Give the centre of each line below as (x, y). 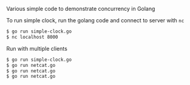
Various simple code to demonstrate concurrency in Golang (81, 9)
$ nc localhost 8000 (32, 37)
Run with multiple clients (37, 48)
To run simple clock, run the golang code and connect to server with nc (95, 20)
